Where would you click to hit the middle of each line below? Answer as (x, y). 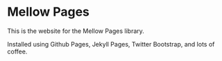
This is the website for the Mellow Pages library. (76, 31)
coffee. (17, 51)
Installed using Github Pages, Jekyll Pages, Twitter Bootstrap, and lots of (111, 44)
